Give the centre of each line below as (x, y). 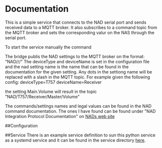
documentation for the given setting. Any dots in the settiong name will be (79, 72)
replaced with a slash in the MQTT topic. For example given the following (78, 77)
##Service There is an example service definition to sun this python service (80, 135)
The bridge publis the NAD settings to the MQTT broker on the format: (75, 56)
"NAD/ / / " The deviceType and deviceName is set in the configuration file (77, 61)
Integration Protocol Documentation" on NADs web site (60, 116)
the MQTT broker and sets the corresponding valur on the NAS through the (80, 32)
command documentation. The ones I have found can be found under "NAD (81, 111)
